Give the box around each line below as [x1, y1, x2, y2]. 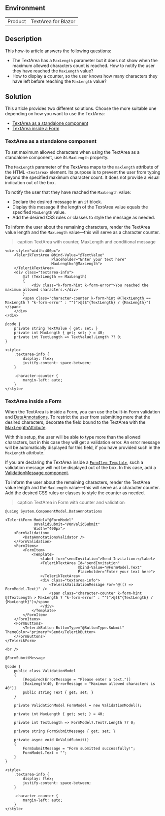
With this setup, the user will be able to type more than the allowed [5, 434, 141, 440]
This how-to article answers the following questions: [5, 48, 112, 54]
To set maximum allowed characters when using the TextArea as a [5, 149, 140, 155]
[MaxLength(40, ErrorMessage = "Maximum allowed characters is [23, 681, 155, 686]
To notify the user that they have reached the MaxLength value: [5, 189, 132, 195]
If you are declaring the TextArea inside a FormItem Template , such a [5, 459, 144, 465]
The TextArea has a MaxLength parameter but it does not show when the [12, 57, 158, 63]
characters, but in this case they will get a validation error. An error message [5, 440, 160, 445]
